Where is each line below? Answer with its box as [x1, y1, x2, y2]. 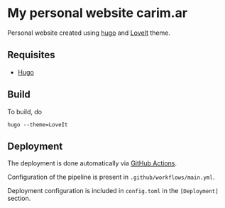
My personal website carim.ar [7, 5, 188, 21]
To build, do [7, 107, 43, 116]
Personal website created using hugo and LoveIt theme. [7, 28, 170, 37]
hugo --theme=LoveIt [7, 121, 69, 128]
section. [7, 194, 31, 203]
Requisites [7, 49, 55, 61]
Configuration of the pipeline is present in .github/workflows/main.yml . [7, 173, 215, 182]
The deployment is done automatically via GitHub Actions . [7, 159, 177, 168]
